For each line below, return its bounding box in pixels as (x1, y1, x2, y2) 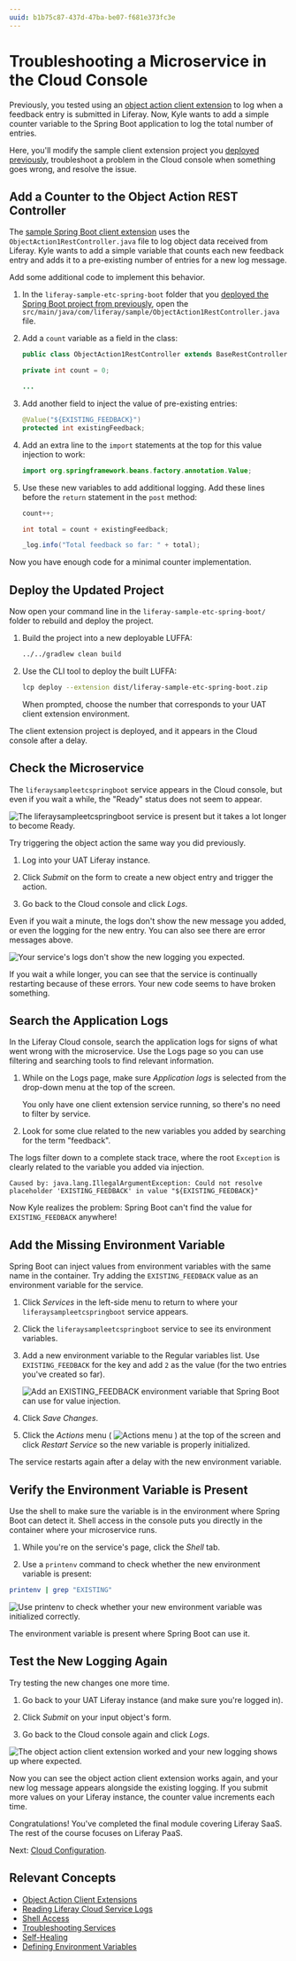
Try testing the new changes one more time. (9, 1677, 171, 1688)
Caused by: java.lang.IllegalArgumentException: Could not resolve (9, 1179, 263, 1188)
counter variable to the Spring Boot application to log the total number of (9, 118, 274, 129)
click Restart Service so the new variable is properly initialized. (21, 1440, 251, 1450)
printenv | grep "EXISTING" (9, 1586, 113, 1595)
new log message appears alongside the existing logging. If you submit (9, 1782, 269, 1793)
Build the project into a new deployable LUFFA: (21, 633, 193, 644)
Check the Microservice (9, 761, 144, 776)
